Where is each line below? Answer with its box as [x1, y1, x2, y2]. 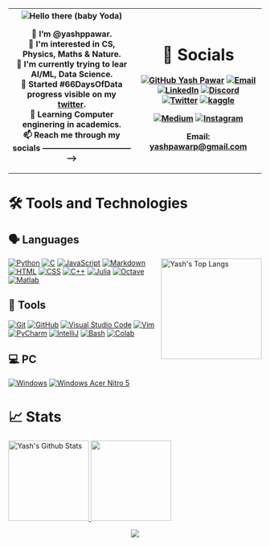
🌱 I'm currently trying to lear [15, 59, 128, 69]
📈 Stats [8, 408, 62, 425]
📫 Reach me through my [22, 129, 121, 140]
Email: [186, 131, 211, 142]
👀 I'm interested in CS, [27, 39, 116, 49]
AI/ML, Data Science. [31, 68, 113, 80]
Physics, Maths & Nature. [22, 48, 121, 60]
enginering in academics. [22, 119, 122, 129]
